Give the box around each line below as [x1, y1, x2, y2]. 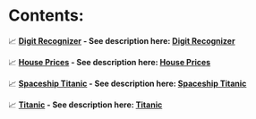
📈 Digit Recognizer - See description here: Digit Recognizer [8, 35, 235, 46]
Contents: [8, 5, 84, 26]
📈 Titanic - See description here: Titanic [8, 99, 163, 110]
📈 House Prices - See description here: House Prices [8, 56, 211, 67]
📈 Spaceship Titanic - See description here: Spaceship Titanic [8, 78, 247, 89]
